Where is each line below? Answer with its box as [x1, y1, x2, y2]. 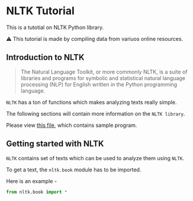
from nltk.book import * [6, 189, 67, 195]
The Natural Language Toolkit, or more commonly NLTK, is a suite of [20, 68, 188, 75]
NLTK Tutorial [6, 4, 75, 18]
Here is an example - [6, 177, 57, 184]
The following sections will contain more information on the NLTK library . [6, 110, 185, 117]
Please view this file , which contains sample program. [6, 122, 137, 129]
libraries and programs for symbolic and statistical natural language [20, 74, 185, 81]
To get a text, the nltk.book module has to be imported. [6, 166, 141, 173]
